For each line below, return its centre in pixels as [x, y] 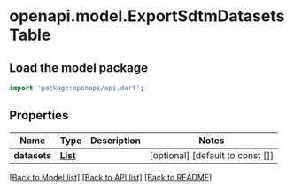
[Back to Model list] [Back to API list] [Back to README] [111, 177]
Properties [39, 115]
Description [116, 141]
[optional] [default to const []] [212, 155]
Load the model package [79, 68]
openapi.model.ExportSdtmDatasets [147, 16]
